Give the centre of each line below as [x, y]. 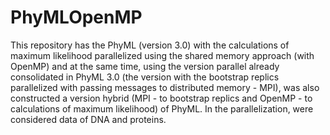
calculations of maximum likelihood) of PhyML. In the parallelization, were [162, 108]
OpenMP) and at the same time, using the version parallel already [145, 66]
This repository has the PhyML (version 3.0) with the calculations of [150, 45]
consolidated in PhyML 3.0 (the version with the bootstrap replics [145, 77]
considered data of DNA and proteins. [88, 119]
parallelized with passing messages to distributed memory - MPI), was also [165, 87]
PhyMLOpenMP [76, 17]
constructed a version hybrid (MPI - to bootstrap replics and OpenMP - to [161, 98]
